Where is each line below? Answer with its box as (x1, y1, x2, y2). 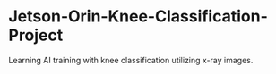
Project (8, 25, 64, 45)
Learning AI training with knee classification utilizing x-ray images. (8, 54, 254, 65)
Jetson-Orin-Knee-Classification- (8, 6, 268, 27)
